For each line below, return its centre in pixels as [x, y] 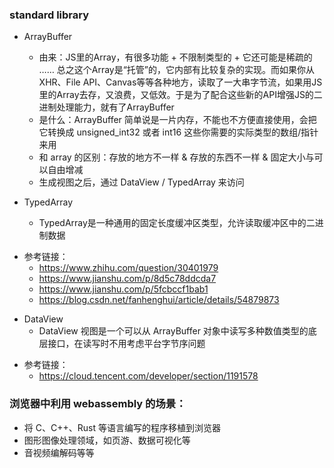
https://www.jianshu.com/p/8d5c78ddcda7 [127, 279]
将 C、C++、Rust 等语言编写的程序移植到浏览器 [122, 427]
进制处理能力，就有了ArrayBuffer [106, 107]
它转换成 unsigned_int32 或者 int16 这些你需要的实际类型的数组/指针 [178, 132]
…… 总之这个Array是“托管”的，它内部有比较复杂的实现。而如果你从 [177, 70]
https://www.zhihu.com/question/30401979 [128, 268]
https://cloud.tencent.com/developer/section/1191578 [148, 376]
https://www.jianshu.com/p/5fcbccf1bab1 [123, 289]
